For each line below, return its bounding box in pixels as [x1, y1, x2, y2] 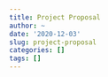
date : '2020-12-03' [9, 29, 81, 38]
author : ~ [9, 21, 46, 30]
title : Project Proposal [9, 12, 101, 22]
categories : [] [9, 46, 66, 55]
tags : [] [9, 54, 42, 63]
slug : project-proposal [9, 37, 97, 47]
